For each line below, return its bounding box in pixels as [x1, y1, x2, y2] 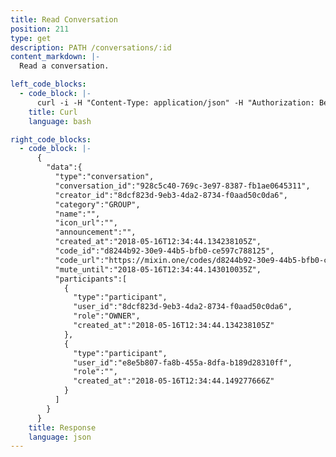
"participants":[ [54, 274, 128, 284]
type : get [10, 33, 52, 43]
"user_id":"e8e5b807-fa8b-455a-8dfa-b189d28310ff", [73, 357, 293, 368]
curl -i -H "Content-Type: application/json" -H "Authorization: [36, 97, 315, 108]
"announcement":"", [54, 227, 137, 238]
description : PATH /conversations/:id [10, 42, 172, 53]
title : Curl [28, 107, 78, 117]
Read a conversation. [19, 61, 110, 71]
